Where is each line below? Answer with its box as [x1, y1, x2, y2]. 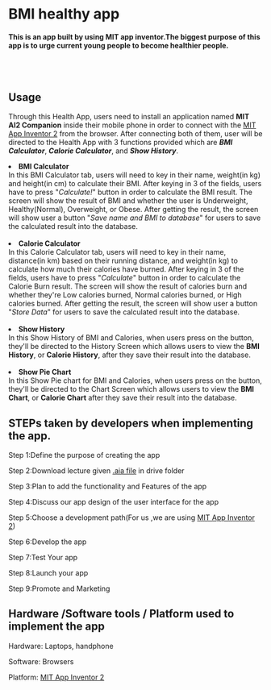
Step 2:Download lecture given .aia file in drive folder [8, 466, 185, 476]
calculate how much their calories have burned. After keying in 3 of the [8, 264, 244, 274]
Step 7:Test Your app [8, 553, 78, 563]
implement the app [8, 620, 105, 634]
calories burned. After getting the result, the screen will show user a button [8, 299, 258, 309]
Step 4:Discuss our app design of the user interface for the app [8, 497, 219, 507]
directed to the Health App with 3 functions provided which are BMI [8, 138, 233, 148]
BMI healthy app [8, 5, 120, 23]
